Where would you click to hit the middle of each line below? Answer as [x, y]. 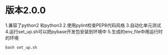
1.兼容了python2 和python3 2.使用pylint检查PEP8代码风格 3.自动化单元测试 [83, 25]
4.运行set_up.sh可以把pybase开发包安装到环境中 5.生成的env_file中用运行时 [84, 31]
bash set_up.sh [21, 47]
